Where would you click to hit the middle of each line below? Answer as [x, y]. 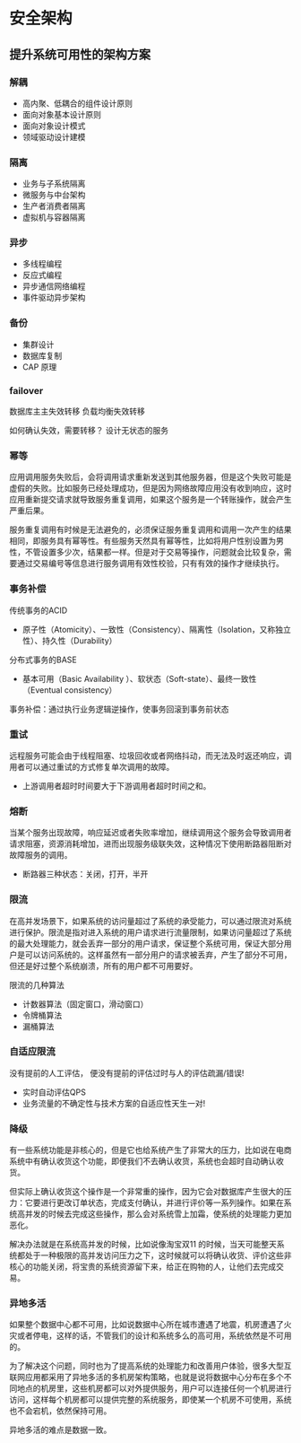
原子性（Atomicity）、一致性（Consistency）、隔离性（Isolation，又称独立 [156, 629]
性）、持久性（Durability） [69, 640]
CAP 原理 [39, 367]
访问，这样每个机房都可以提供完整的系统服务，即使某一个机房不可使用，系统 [150, 1400]
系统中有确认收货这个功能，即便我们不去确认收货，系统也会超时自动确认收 [146, 1161]
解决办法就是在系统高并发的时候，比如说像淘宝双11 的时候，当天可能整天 [143, 1245]
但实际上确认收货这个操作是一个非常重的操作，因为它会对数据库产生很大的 [146, 1192]
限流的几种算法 [37, 984]
